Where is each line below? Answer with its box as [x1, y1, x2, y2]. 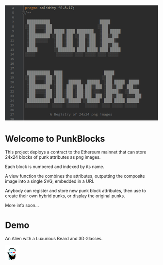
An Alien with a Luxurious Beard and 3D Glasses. [5, 236, 103, 242]
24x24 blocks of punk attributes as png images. [5, 154, 101, 160]
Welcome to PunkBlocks [5, 133, 105, 144]
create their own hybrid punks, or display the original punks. [5, 193, 125, 199]
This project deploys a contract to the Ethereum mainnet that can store [5, 149, 147, 155]
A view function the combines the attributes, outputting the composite [5, 173, 145, 179]
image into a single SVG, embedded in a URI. [5, 178, 95, 184]
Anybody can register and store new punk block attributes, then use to [5, 188, 147, 194]
